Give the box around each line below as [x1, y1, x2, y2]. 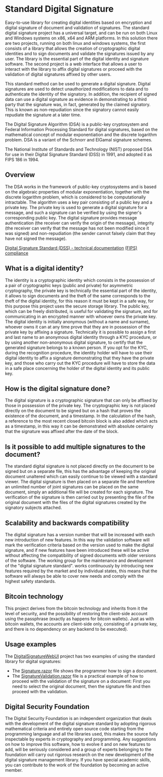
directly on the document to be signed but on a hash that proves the [5, 408, 141, 414]
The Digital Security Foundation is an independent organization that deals [5, 716, 152, 721]
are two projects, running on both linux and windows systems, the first [5, 40, 146, 46]
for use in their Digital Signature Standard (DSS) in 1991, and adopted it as [5, 151, 152, 157]
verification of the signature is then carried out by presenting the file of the [5, 494, 154, 500]
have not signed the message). [5, 235, 67, 241]
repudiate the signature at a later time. [5, 112, 81, 117]
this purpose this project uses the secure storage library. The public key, [5, 303, 150, 309]
